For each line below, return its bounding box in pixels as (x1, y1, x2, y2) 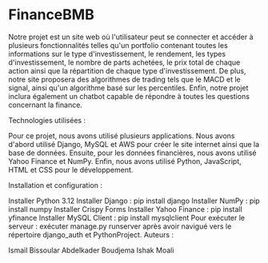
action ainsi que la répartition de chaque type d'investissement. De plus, (8, 66, 246, 75)
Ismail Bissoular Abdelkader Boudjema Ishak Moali (8, 245, 174, 255)
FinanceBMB (8, 6, 94, 24)
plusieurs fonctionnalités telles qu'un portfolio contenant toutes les (8, 40, 228, 50)
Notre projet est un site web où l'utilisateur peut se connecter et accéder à (8, 32, 254, 42)
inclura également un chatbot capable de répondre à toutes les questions (8, 91, 250, 101)
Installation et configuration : (8, 180, 102, 189)
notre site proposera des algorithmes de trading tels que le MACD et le (8, 74, 242, 84)
